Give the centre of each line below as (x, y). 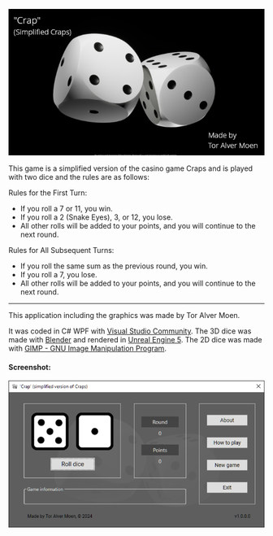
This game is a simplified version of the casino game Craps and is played (131, 168)
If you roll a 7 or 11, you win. (67, 209)
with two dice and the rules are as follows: (79, 177)
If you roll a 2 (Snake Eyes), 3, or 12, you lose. (96, 217)
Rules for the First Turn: (48, 193)
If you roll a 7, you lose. (58, 275)
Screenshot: (30, 367)
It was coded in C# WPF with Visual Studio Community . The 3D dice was (130, 331)
